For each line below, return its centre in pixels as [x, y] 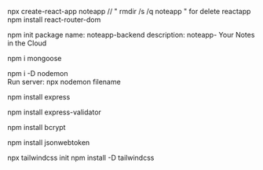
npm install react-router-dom [54, 20]
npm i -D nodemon [38, 73]
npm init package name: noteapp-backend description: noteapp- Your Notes [131, 35]
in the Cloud [27, 43]
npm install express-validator [54, 112]
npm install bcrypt [37, 127]
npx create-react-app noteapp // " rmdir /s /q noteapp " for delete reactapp [129, 11]
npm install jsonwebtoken [49, 143]
